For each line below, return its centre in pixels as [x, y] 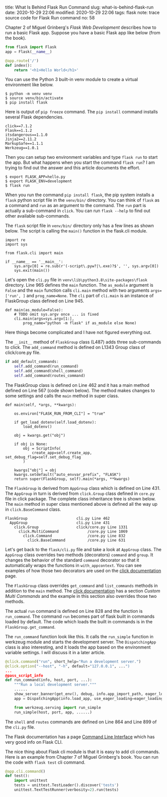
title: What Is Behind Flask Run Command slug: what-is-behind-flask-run [80, 7]
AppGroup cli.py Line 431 [60, 523]
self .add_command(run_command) [46, 366]
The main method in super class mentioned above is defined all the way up [81, 504]
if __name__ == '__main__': [34, 262]
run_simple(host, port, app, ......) [53, 712]
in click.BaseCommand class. [33, 509]
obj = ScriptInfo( [42, 448]
